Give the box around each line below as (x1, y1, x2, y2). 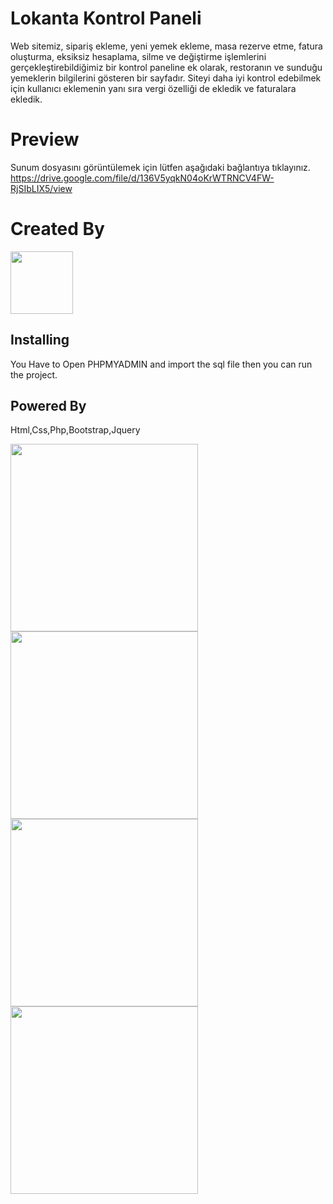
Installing (10, 332, 70, 349)
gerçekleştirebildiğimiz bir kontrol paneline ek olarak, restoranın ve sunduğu (10, 61, 323, 73)
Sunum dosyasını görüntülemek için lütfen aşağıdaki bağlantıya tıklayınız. (10, 161, 311, 173)
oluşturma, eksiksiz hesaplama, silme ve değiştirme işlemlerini (10, 50, 267, 62)
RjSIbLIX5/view (10, 182, 73, 194)
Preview (10, 128, 80, 151)
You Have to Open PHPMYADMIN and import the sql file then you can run (10, 358, 313, 370)
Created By (10, 218, 105, 241)
